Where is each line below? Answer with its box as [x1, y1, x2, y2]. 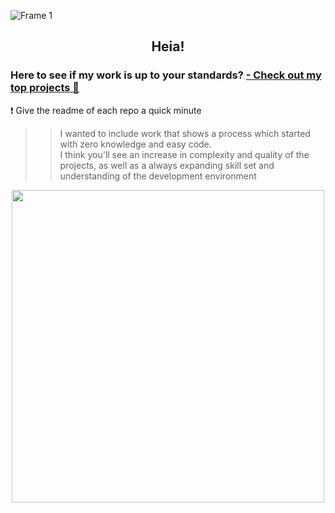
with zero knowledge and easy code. [59, 138, 212, 150]
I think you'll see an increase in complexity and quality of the [59, 148, 310, 160]
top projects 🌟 [10, 81, 80, 95]
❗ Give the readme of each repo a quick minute [10, 104, 202, 116]
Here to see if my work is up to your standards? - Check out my [10, 68, 322, 82]
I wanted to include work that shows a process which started [59, 127, 311, 139]
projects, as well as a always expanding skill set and [59, 159, 275, 171]
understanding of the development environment [59, 170, 257, 182]
